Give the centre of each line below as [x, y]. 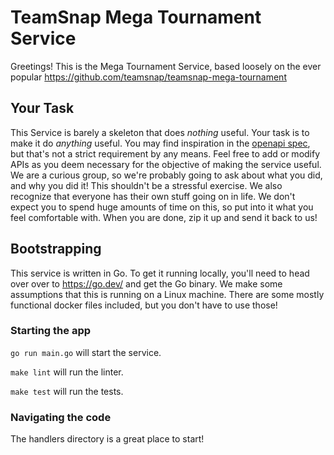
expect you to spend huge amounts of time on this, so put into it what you [162, 207]
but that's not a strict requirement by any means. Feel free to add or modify [165, 153]
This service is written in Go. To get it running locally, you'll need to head [160, 273]
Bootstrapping [56, 249]
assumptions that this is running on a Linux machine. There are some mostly [167, 294]
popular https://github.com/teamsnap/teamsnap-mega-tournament [148, 77]
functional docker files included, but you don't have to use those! [144, 305]
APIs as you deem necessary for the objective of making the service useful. [166, 164]
